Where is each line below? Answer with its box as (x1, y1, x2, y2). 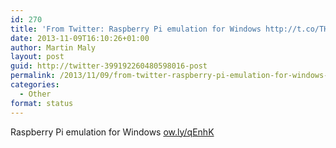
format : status (10, 98, 74, 108)
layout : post (10, 52, 65, 62)
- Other (19, 89, 52, 99)
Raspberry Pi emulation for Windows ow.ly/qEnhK (10, 126, 215, 138)
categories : (10, 80, 60, 90)
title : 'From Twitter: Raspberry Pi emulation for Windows (10, 24, 262, 34)
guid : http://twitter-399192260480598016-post (10, 61, 208, 71)
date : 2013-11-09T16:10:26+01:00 (10, 33, 150, 43)
